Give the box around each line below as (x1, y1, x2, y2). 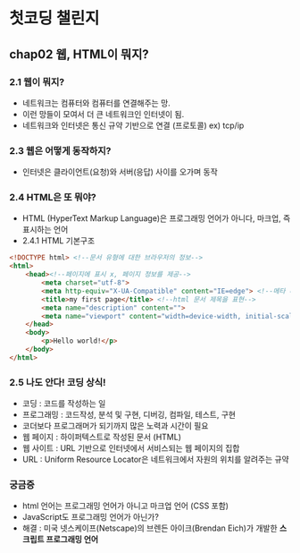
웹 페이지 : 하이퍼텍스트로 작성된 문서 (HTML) (21, 431, 181, 443)
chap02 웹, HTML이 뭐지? (9, 47, 149, 62)
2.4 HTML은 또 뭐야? (9, 191, 96, 204)
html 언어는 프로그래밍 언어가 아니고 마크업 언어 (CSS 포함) (21, 500, 229, 511)
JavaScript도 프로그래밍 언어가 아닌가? (21, 512, 159, 523)
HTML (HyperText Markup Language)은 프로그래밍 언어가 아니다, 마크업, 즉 (21, 213, 291, 224)
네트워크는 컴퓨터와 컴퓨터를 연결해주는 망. (21, 98, 171, 108)
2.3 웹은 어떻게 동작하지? (9, 144, 112, 157)
